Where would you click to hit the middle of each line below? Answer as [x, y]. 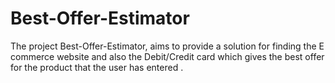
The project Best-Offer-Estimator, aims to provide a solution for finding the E [167, 46]
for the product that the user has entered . [97, 67]
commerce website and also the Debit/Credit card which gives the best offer [167, 56]
